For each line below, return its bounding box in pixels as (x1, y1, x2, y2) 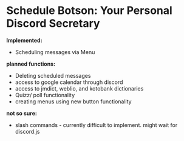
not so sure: (6, 109, 38, 117)
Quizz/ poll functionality (15, 91, 75, 98)
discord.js (15, 128, 40, 135)
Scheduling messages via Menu (15, 48, 95, 55)
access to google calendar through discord (15, 78, 123, 86)
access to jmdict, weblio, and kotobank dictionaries (15, 84, 144, 92)
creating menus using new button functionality (15, 98, 132, 105)
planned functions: (6, 60, 56, 67)
